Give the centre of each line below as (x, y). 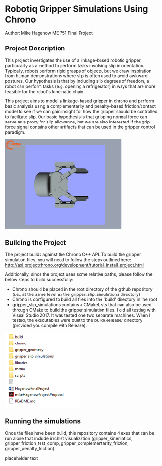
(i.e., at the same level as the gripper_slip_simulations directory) (76, 294)
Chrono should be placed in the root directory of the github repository (82, 289)
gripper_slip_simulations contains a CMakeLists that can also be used (82, 304)
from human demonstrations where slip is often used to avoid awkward (76, 76)
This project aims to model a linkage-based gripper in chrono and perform (80, 101)
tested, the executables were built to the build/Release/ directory (77, 320)
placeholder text (21, 458)
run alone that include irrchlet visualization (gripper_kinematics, (69, 438)
